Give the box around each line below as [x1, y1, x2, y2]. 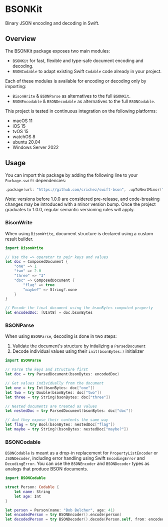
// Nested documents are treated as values [5, 404, 97, 409]
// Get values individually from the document [5, 381, 104, 386]
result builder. [5, 236, 33, 242]
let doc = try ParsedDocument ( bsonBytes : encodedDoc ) [5, 372, 120, 377]
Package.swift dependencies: [5, 177, 66, 183]
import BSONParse [5, 358, 41, 363]
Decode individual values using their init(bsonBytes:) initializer [12, 348, 144, 354]
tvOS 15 [12, 128, 29, 134]
